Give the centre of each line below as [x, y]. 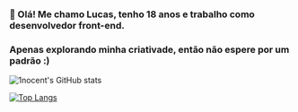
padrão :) [30, 60]
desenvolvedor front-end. [67, 25]
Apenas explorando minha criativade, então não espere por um [149, 49]
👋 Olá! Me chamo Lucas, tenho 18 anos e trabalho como [132, 14]
